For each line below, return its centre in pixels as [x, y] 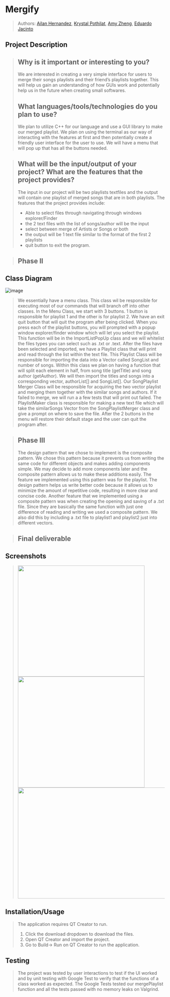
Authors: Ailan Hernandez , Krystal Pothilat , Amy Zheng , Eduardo [85, 23]
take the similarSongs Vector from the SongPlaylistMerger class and [89, 408]
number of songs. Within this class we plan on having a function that [89, 365]
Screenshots [26, 556]
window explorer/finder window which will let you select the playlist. [89, 333]
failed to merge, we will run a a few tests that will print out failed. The [90, 397]
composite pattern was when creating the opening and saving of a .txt [91, 501]
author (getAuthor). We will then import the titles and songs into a [86, 376]
